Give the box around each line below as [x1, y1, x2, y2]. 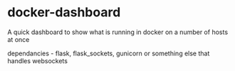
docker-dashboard [7, 4, 121, 21]
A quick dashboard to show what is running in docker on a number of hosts [7, 28, 229, 36]
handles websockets [7, 56, 68, 65]
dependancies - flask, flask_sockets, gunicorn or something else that [7, 49, 210, 58]
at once [7, 35, 30, 43]
